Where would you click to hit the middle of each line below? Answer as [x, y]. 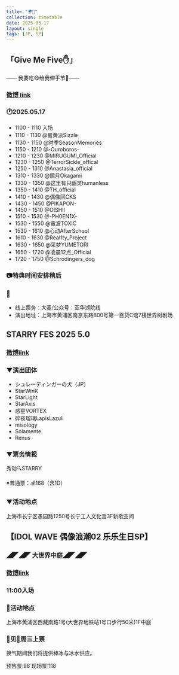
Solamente [28, 431]
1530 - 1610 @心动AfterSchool [52, 231]
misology [26, 425]
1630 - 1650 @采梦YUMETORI [52, 245]
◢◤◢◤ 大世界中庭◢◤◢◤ [47, 555]
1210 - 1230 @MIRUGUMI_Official [55, 156]
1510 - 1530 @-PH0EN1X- [46, 217]
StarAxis [25, 403]
